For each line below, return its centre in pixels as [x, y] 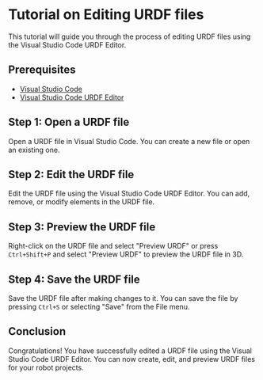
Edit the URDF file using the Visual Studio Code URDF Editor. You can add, [129, 194]
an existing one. [34, 150]
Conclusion [37, 331]
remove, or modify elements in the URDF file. [82, 202]
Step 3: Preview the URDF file [82, 227]
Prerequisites [42, 70]
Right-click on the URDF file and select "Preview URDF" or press [113, 246]
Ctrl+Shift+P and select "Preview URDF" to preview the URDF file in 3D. [126, 254]
